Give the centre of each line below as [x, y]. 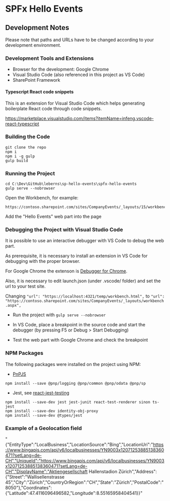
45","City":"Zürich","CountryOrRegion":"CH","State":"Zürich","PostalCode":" [84, 482]
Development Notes [37, 28]
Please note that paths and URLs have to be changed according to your [80, 40]
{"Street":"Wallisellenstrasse [35, 477]
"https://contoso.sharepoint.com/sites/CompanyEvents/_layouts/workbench [85, 301]
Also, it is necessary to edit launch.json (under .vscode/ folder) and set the [83, 281]
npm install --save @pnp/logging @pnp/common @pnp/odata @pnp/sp [75, 383]
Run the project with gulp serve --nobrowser [59, 315]
